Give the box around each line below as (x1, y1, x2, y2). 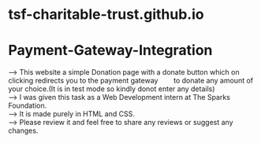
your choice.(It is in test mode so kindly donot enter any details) (8, 84, 215, 93)
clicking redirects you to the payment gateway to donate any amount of (8, 76, 254, 86)
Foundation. (8, 101, 47, 111)
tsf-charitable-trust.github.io (8, 5, 204, 24)
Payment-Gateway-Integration (8, 42, 213, 60)
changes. (8, 126, 39, 135)
